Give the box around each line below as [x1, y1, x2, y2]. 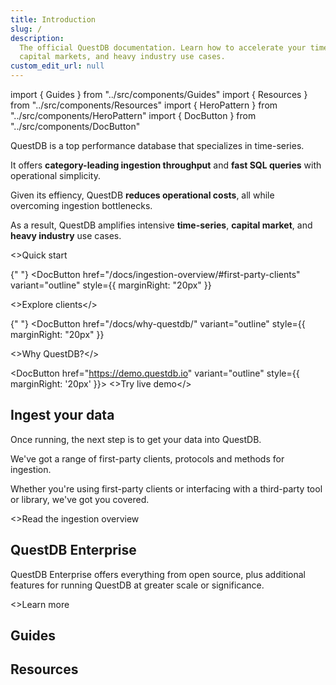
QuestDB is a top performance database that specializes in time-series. [10, 140, 305, 151]
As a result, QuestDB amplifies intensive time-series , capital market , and [10, 219, 313, 231]
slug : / [10, 24, 43, 34]
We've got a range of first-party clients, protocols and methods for [10, 452, 285, 465]
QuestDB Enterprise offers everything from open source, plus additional [10, 568, 307, 580]
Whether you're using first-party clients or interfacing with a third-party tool [10, 482, 323, 495]
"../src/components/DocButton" [10, 121, 141, 132]
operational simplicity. [10, 170, 102, 181]
